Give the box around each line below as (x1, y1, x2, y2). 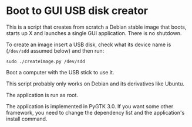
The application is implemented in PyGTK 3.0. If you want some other (6, 102, 174, 109)
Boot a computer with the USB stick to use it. (6, 68, 114, 75)
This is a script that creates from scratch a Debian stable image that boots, (6, 23, 187, 30)
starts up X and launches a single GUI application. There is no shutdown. (6, 29, 182, 36)
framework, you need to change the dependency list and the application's (6, 109, 185, 116)
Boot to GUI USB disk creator (6, 4, 149, 18)
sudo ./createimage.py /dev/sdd (6, 59, 85, 64)
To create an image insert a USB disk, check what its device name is (6, 41, 171, 48)
